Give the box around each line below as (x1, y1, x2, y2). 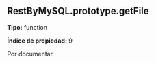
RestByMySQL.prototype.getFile (7, 5, 149, 17)
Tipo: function (7, 23, 48, 31)
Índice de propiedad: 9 (7, 37, 73, 45)
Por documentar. (7, 49, 55, 58)
